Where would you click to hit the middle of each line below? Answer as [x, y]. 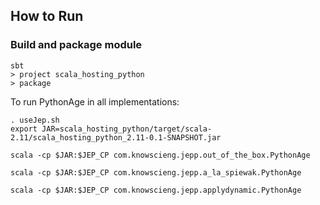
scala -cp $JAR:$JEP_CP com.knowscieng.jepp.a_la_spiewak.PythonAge [156, 172]
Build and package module [76, 45]
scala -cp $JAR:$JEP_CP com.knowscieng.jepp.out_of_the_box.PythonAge [160, 155]
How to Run [47, 16]
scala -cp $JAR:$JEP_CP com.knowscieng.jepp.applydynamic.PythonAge [156, 190]
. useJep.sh [35, 120]
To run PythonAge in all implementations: [95, 101]
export [24, 129]
